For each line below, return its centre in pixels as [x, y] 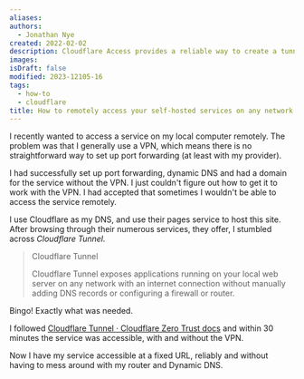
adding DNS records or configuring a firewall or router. [133, 293]
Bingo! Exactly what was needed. [71, 311]
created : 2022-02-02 [48, 43]
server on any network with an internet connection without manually [159, 284]
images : [24, 60]
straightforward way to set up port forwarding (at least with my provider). [146, 156]
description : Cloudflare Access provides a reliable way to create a [143, 52]
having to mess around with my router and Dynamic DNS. [116, 365]
